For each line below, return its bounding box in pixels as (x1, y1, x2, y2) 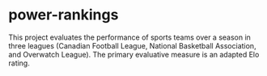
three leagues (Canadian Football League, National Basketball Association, (8, 40, 256, 50)
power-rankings (8, 6, 119, 24)
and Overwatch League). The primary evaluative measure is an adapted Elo (8, 49, 260, 59)
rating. (8, 58, 30, 68)
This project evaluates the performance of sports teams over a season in (8, 32, 251, 42)
